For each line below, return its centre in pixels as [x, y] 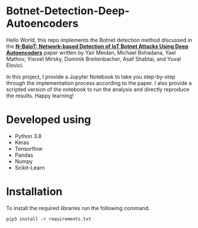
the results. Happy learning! [40, 96]
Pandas [24, 155]
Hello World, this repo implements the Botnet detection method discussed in [99, 40]
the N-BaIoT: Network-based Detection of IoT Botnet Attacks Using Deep [97, 46]
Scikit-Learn [30, 167]
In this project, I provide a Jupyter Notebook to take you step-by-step [91, 77]
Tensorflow [28, 148]
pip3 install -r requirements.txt [49, 219]
